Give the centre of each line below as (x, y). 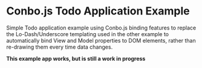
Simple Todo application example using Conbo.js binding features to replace (101, 28)
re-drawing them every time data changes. (60, 47)
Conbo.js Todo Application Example (98, 11)
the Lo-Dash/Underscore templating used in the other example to (88, 34)
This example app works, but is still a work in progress (76, 58)
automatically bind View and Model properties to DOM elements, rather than (101, 40)
